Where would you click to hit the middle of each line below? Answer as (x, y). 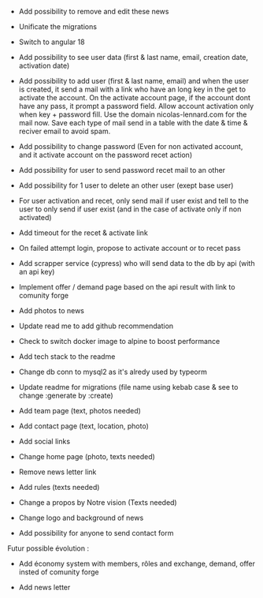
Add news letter (44, 587)
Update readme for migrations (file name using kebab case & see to (128, 387)
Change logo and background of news (81, 518)
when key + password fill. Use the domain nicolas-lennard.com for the (133, 114)
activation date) (44, 65)
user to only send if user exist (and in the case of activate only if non (130, 209)
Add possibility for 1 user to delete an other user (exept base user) (126, 185)
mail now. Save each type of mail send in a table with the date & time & (133, 123)
